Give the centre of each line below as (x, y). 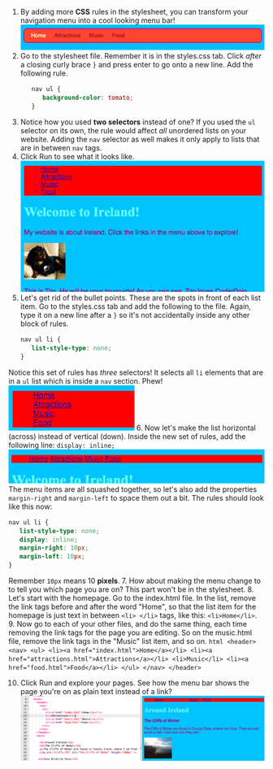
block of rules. (44, 324)
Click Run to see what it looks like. (77, 157)
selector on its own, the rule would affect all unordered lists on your (133, 131)
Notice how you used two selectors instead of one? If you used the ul (138, 122)
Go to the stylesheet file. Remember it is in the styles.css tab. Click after (141, 56)
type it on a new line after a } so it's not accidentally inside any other (135, 315)
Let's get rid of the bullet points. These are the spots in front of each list (141, 298)
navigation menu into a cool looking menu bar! (98, 20)
